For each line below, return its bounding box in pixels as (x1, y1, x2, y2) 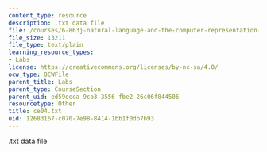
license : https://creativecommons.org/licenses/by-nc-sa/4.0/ (8, 63, 219, 71)
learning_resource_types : (8, 48, 94, 56)
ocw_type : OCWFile (8, 70, 69, 78)
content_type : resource (8, 11, 87, 20)
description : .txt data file (8, 19, 105, 27)
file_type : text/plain (8, 41, 83, 49)
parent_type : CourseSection (8, 85, 102, 93)
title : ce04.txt (8, 108, 62, 116)
